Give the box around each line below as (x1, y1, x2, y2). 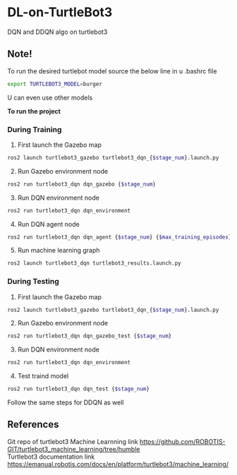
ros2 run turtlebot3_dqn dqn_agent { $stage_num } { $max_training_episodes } (7, 234, 232, 241)
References (7, 419, 59, 431)
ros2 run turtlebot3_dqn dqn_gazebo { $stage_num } (7, 181, 157, 188)
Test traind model (17, 372, 69, 380)
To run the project (7, 107, 61, 115)
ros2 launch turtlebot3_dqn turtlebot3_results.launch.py (7, 260, 181, 267)
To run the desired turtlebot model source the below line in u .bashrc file (7, 66, 217, 75)
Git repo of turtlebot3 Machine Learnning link (7, 437, 139, 445)
